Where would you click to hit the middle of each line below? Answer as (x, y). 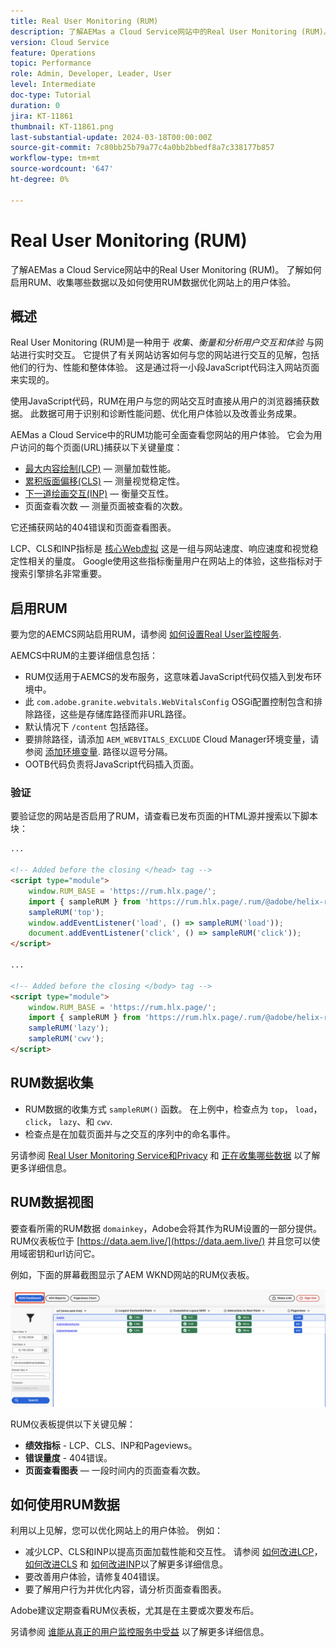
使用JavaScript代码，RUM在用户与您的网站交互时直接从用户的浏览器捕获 (161, 401)
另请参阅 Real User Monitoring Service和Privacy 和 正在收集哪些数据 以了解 (165, 1155)
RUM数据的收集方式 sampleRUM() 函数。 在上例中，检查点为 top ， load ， (173, 1109)
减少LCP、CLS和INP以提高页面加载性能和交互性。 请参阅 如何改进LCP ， (173, 1552)
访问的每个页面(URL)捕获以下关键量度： (100, 447)
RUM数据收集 (52, 1083)
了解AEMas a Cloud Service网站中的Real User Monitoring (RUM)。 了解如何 (166, 269)
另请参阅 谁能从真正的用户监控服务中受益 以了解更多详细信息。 (140, 1632)
